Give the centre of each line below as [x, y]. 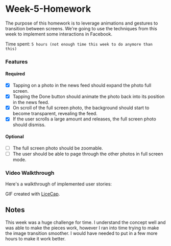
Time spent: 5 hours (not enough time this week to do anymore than [79, 44]
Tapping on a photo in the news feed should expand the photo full [82, 86]
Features [17, 61]
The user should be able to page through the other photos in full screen [88, 154]
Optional [15, 136]
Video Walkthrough [30, 173]
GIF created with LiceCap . [33, 194]
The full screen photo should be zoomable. [58, 148]
